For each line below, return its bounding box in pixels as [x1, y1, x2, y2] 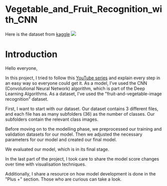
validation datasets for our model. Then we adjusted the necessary [5, 131, 143, 137]
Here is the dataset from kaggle [5, 31, 70, 37]
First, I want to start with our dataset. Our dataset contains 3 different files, [5, 106, 159, 112]
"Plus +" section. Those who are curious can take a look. [5, 176, 122, 182]
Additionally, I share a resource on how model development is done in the [5, 171, 156, 177]
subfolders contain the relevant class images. [5, 116, 99, 122]
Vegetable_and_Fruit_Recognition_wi [5, 3, 163, 15]
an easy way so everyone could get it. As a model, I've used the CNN [5, 80, 148, 86]
